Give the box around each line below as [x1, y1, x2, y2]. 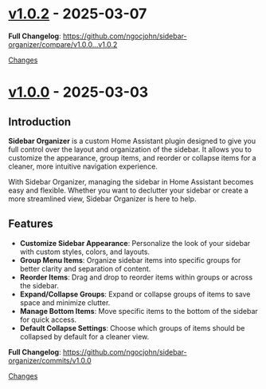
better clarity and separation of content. [19, 264, 151, 273]
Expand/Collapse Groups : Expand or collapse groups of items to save [19, 289, 251, 299]
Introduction [8, 115, 72, 129]
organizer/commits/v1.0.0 [8, 355, 92, 365]
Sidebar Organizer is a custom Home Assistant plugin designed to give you [8, 136, 256, 145]
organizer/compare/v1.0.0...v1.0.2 [8, 39, 118, 49]
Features [8, 217, 53, 231]
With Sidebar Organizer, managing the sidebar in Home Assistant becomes [8, 177, 254, 186]
